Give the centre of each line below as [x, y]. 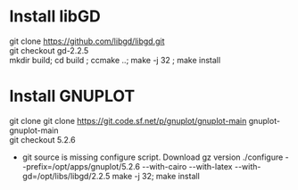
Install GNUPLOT [72, 96]
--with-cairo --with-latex [187, 166]
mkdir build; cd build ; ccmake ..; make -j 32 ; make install [115, 60]
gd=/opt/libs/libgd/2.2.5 [66, 176]
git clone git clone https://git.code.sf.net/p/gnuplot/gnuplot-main [128, 120]
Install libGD [55, 17]
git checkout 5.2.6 [42, 139]
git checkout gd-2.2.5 [49, 50]
